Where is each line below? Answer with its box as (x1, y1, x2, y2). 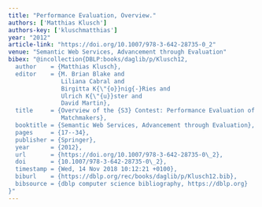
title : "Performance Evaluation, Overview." (8, 11, 157, 20)
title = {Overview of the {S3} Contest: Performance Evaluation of (15, 107, 256, 115)
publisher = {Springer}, (15, 135, 97, 144)
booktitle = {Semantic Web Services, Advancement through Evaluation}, (15, 121, 256, 129)
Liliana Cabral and (61, 77, 125, 85)
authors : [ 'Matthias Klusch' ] (8, 19, 108, 27)
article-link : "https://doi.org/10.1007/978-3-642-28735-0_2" (8, 41, 216, 49)
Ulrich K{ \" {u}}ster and (61, 92, 143, 100)
